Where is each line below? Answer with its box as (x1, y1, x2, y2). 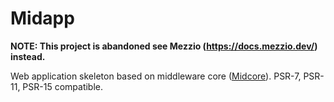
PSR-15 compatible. (22, 80, 104, 92)
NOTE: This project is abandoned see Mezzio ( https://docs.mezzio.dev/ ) (10, 40, 318, 52)
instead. (10, 50, 46, 62)
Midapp (10, 7, 75, 30)
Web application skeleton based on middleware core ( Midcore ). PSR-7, (10, 70, 302, 82)
